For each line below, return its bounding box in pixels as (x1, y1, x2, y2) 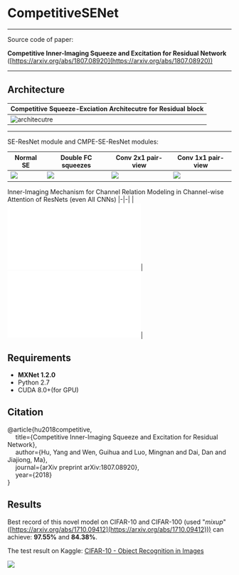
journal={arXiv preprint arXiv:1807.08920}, (15, 463, 140, 471)
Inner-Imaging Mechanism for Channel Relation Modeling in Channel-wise (7, 188, 224, 196)
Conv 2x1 (115, 153, 146, 161)
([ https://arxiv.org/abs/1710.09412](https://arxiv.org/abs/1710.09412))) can (7, 525, 224, 534)
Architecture (7, 84, 65, 96)
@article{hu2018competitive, (7, 425, 92, 434)
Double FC (60, 153, 92, 161)
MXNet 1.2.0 (17, 371, 55, 380)
